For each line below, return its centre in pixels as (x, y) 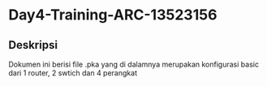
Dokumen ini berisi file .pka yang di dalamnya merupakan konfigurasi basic (134, 64)
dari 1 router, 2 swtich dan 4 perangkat (73, 73)
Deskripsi (33, 45)
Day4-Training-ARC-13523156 (113, 15)
